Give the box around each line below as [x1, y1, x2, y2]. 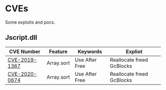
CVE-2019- [7, 56, 37, 63]
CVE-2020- [7, 70, 37, 77]
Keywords [78, 48, 102, 55]
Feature [49, 48, 68, 55]
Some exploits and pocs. [5, 19, 55, 25]
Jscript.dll [5, 33, 38, 42]
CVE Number [9, 48, 41, 55]
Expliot [125, 48, 143, 55]
